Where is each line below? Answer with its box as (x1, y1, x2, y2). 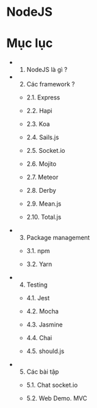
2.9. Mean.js (26, 200, 62, 208)
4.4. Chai (26, 334, 53, 342)
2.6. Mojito (26, 160, 57, 168)
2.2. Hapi (26, 107, 53, 115)
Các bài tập (26, 368, 59, 376)
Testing (26, 280, 48, 289)
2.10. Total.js (26, 213, 62, 221)
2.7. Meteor (26, 173, 59, 182)
